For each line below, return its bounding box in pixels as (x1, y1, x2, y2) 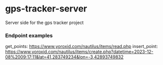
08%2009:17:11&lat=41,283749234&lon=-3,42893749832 (5, 54, 124, 60)
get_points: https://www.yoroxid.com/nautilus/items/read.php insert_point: (5, 43, 158, 49)
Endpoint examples (5, 32, 53, 39)
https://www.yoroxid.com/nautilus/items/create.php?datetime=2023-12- (5, 48, 154, 55)
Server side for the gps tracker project (5, 19, 84, 25)
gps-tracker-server (5, 3, 87, 14)
